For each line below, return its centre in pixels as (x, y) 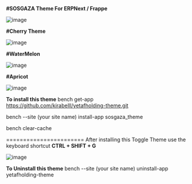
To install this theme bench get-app (50, 99)
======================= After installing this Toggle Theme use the (96, 139)
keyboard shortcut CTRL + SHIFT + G (51, 146)
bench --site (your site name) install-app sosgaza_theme (75, 117)
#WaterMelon (23, 54)
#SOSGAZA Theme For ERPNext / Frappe (57, 8)
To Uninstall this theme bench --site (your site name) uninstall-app (87, 168)
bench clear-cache (29, 128)
